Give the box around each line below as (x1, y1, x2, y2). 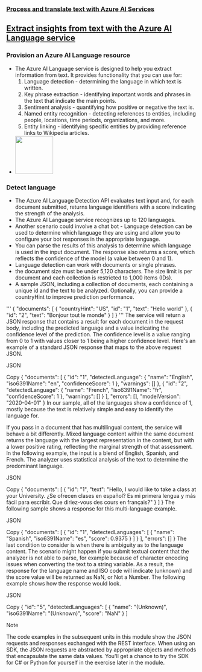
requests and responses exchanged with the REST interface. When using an (6, 639, 195, 647)
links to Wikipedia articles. (24, 129, 89, 136)
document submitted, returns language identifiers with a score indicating (14, 203, 196, 210)
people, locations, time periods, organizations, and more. (24, 116, 166, 123)
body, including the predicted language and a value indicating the (6, 324, 169, 331)
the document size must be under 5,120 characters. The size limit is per (14, 267, 192, 275)
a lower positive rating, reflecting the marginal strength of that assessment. (6, 443, 193, 450)
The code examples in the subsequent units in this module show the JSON (6, 633, 191, 640)
